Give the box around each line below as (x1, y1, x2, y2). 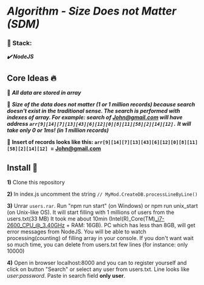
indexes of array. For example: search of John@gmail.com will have (7, 114, 183, 121)
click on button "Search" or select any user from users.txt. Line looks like (7, 266, 190, 273)
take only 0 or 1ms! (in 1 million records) (7, 126, 109, 134)
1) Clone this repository (7, 179, 66, 186)
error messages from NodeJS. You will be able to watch (7, 228, 146, 235)
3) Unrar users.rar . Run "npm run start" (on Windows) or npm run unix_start (7, 202, 198, 210)
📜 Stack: (7, 39, 32, 47)
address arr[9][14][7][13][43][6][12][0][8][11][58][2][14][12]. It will (7, 120, 191, 128)
